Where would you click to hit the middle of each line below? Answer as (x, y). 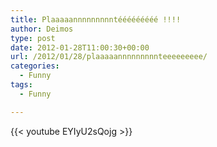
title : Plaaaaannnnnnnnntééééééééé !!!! (96, 19)
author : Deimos (42, 29)
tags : (21, 85)
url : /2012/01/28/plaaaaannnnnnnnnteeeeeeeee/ (109, 57)
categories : (35, 66)
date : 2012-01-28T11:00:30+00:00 (80, 47)
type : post (33, 38)
